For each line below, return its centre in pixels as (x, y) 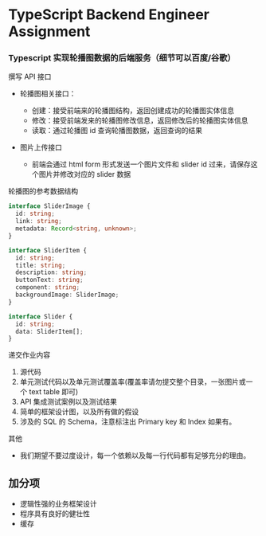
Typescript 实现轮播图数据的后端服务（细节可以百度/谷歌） (122, 58)
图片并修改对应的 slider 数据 (85, 174)
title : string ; (41, 265)
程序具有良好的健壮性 (55, 514)
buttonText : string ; (49, 280)
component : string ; (48, 288)
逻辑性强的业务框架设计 (58, 504)
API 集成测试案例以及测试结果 (68, 402)
